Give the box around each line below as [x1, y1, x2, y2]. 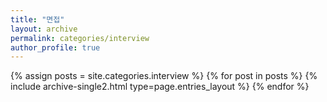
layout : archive [10, 24, 78, 34]
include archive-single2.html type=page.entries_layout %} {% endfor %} [10, 81, 310, 93]
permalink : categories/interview [10, 33, 150, 43]
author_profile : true [10, 42, 101, 53]
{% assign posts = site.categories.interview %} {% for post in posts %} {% [10, 70, 318, 82]
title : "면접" [10, 14, 65, 25]
